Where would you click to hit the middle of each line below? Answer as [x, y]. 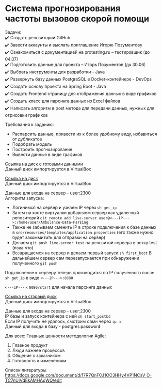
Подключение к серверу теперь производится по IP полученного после [80, 272]
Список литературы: [26, 370]
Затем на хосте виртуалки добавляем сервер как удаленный [75, 212]
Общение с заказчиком [36, 355]
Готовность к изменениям [39, 360]
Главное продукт [30, 345]
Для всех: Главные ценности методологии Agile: [56, 336]
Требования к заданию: [30, 124]
